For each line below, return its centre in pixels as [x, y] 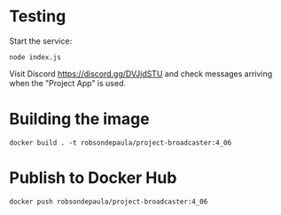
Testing [38, 16]
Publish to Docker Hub [93, 178]
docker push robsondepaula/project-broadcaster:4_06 [109, 202]
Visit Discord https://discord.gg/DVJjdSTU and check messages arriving [141, 74]
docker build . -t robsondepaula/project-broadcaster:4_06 [121, 143]
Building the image [79, 119]
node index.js [35, 57]
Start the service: [41, 41]
